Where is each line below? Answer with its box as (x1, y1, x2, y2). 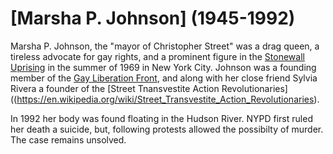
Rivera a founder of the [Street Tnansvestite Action (10, 82, 220, 94)
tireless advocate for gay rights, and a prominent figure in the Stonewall (10, 50, 305, 62)
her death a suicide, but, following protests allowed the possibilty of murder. (10, 123, 324, 135)
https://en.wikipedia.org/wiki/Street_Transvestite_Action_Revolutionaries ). (16, 93, 320, 105)
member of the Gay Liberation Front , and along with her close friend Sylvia (10, 72, 318, 84)
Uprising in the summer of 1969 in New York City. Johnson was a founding (10, 61, 317, 73)
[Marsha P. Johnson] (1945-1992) (10, 7, 296, 30)
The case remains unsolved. (10, 133, 127, 146)
